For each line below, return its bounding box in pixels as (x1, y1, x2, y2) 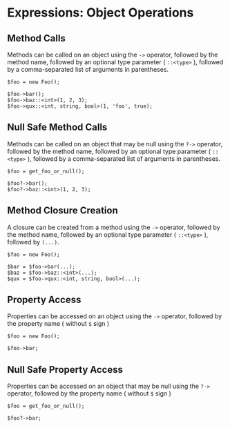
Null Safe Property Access (7, 364, 123, 376)
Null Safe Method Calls (7, 121, 108, 133)
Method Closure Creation (7, 205, 119, 217)
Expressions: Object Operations (7, 5, 194, 21)
